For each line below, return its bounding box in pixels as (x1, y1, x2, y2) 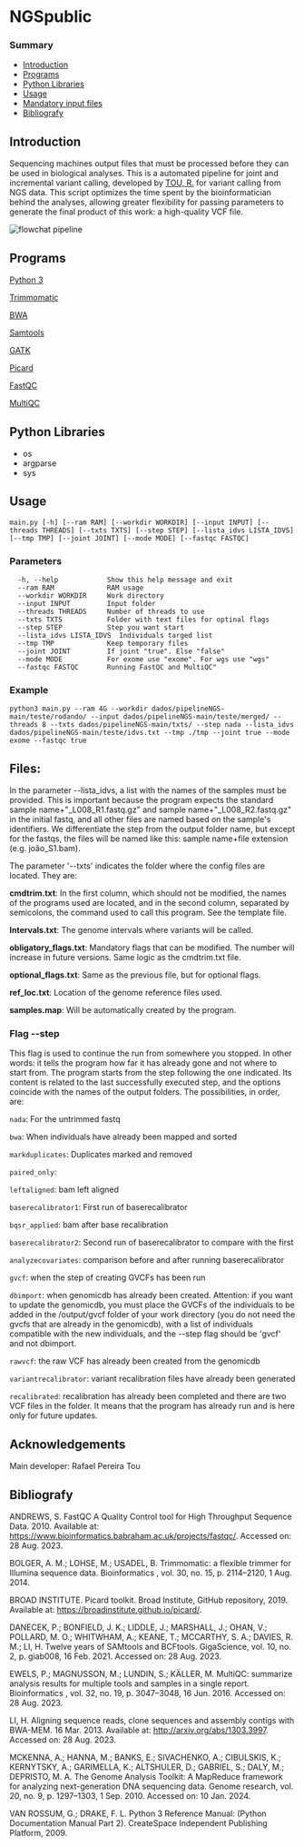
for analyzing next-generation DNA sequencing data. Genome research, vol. (9, 1781, 294, 1792)
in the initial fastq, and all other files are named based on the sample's (9, 814, 271, 825)
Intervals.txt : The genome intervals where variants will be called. (9, 925, 254, 936)
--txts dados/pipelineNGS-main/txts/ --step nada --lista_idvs (49, 720, 295, 730)
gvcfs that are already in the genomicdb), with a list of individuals (9, 1319, 254, 1330)
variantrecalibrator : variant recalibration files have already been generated (9, 1374, 296, 1385)
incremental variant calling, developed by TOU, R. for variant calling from (9, 177, 281, 188)
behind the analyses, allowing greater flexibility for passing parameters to (9, 197, 284, 208)
